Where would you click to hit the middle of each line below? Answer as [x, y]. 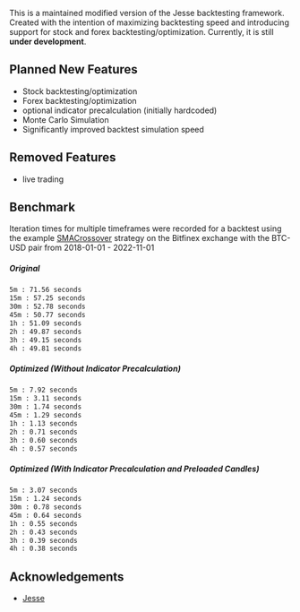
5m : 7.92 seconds [43, 390]
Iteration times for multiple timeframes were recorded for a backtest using [146, 228]
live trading [43, 179]
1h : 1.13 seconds [43, 423]
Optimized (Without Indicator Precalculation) [95, 368]
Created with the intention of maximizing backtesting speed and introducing [149, 22]
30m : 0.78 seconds [46, 507]
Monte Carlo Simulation [65, 119]
